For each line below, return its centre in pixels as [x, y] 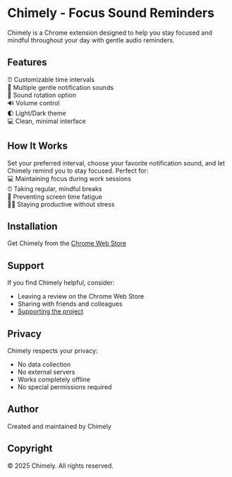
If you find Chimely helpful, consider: [61, 283]
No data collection [44, 364]
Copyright [30, 448]
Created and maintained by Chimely [59, 426]
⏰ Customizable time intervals [51, 79]
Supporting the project [50, 311]
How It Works [38, 146]
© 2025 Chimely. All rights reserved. [61, 466]
